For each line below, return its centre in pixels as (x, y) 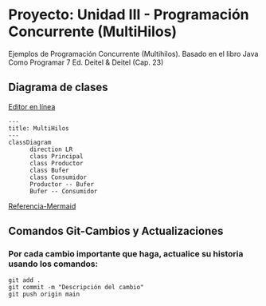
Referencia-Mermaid (42, 206)
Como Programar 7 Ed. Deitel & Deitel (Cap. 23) (86, 62)
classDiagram (30, 142)
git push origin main (44, 294)
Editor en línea (32, 106)
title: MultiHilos (39, 128)
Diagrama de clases (59, 87)
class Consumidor (58, 177)
